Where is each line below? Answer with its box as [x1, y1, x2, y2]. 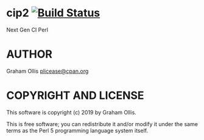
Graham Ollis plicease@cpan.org [6, 67, 89, 75]
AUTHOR [6, 47, 53, 61]
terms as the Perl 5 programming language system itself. [6, 127, 148, 134]
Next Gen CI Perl [6, 26, 49, 33]
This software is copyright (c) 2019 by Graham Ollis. [6, 108, 137, 116]
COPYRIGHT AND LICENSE [6, 88, 144, 102]
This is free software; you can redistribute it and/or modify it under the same [6, 120, 198, 127]
